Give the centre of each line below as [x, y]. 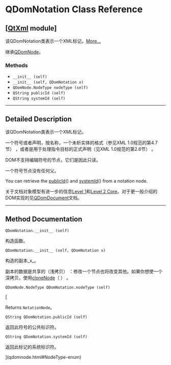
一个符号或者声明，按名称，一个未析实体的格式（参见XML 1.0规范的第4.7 [81, 143]
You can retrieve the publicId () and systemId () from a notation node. [77, 181]
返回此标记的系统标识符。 [32, 347]
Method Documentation [44, 219]
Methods [17, 65]
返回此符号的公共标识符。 [32, 327]
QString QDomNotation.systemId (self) [46, 337]
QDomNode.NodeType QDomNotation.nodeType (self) [58, 287]
